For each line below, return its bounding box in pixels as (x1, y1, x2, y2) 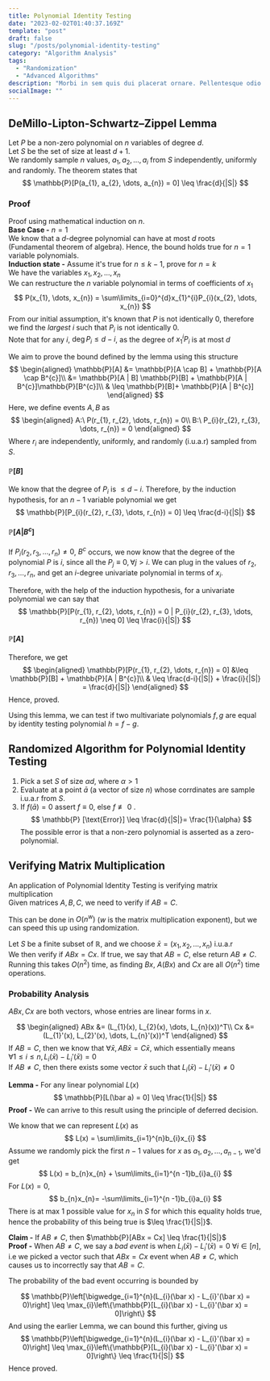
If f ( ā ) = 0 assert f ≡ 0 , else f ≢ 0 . (19, 802, 136, 811)
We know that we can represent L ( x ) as (8, 1121, 139, 1130)
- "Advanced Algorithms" (15, 72, 99, 80)
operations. (8, 968, 47, 977)
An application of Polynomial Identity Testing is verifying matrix (8, 880, 218, 890)
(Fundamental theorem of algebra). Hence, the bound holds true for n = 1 (8, 243, 251, 252)
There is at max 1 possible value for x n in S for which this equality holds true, (8, 1206, 262, 1218)
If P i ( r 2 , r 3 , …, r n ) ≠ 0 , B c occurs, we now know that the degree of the (8, 545, 235, 558)
